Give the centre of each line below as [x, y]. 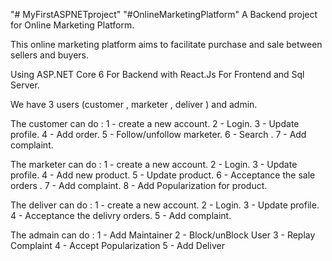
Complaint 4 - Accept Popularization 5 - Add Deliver [117, 245]
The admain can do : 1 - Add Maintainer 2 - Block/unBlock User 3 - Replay [163, 235]
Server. [25, 85]
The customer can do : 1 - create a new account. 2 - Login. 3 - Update [155, 123]
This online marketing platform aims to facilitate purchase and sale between [166, 44]
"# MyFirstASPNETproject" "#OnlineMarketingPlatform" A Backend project [164, 14]
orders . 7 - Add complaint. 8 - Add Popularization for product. [139, 185]
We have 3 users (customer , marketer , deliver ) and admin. [134, 104]
